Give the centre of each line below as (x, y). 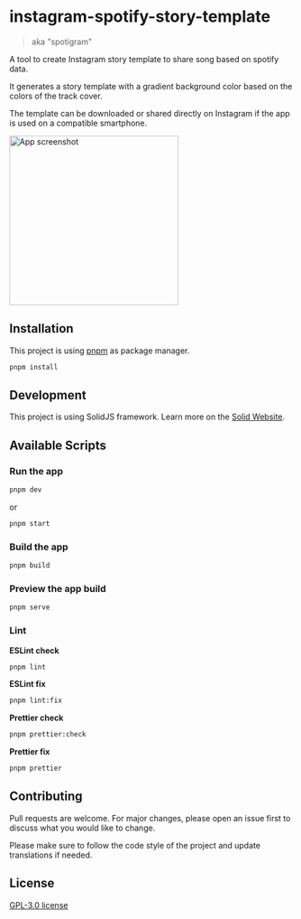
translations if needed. (51, 855)
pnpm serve (30, 607)
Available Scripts (58, 445)
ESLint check (35, 650)
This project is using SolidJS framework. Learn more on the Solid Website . (147, 417)
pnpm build (30, 566)
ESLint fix (28, 684)
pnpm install (34, 367)
